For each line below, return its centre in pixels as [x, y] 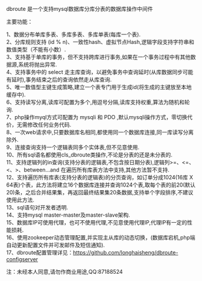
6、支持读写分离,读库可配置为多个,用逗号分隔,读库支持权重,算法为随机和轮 [98, 102]
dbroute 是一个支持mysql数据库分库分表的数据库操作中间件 [80, 9]
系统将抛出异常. [38, 64]
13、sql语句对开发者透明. [37, 207]
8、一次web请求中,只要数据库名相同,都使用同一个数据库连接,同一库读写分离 [100, 132]
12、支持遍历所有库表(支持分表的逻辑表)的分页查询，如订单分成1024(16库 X [100, 177]
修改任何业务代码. [49, 125]
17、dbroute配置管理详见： [40, 252]
